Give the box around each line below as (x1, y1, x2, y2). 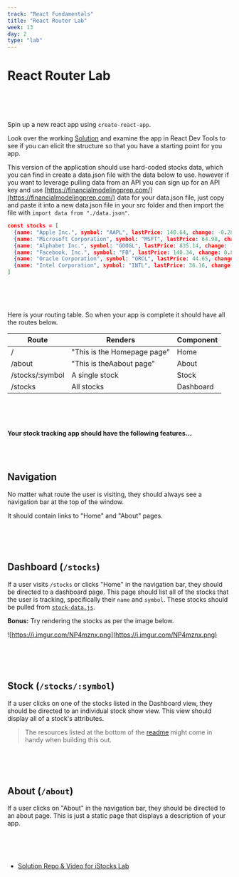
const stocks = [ (7, 222, 59, 230)
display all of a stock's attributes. (7, 714, 105, 722)
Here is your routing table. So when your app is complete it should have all (7, 311, 225, 319)
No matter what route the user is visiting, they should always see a (7, 490, 203, 498)
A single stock (71, 370, 119, 380)
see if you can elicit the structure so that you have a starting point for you (7, 142, 223, 150)
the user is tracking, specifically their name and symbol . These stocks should (7, 595, 228, 603)
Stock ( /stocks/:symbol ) (7, 680, 115, 692)
